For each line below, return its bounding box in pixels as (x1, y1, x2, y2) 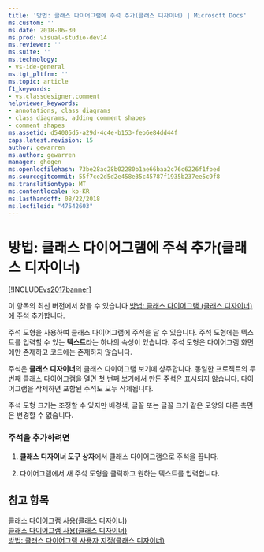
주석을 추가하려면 (8, 432, 70, 443)
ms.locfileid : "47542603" (8, 202, 93, 210)
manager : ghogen (8, 159, 61, 166)
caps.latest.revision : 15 (8, 136, 93, 144)
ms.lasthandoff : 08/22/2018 (8, 195, 101, 203)
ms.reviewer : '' (8, 41, 61, 49)
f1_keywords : (8, 84, 51, 93)
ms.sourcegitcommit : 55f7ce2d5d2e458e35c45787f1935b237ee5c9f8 (8, 173, 221, 181)
